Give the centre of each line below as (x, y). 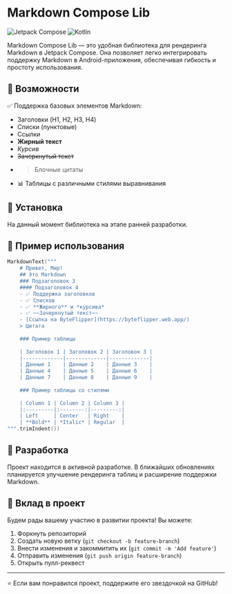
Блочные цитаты (59, 169)
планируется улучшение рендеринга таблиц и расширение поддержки (112, 474)
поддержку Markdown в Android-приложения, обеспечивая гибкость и (112, 59)
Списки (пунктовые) (47, 126)
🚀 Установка (35, 208)
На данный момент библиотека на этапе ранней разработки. (97, 224)
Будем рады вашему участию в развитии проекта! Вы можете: (100, 520)
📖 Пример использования (66, 246)
